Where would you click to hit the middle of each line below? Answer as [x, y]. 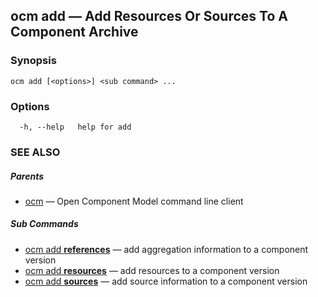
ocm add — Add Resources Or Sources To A [149, 16]
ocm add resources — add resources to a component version [152, 270]
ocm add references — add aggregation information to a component [166, 249]
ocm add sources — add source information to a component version [166, 281]
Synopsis [33, 61]
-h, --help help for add [75, 127]
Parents [27, 176]
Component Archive [74, 32]
